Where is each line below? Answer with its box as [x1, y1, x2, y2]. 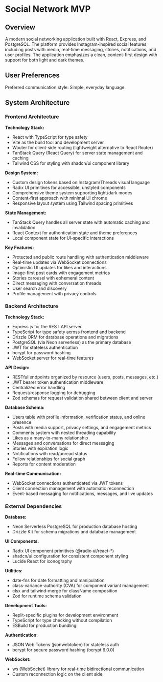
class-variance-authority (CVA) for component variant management [12, 583, 149, 589]
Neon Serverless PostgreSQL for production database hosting [12, 524, 138, 529]
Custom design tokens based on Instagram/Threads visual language [12, 179, 150, 185]
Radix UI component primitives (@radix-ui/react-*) [12, 548, 114, 554]
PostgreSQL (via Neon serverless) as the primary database [12, 339, 131, 345]
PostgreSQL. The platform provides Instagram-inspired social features [5, 41, 147, 47]
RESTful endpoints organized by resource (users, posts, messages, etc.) [12, 374, 159, 380]
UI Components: [5, 538, 39, 544]
